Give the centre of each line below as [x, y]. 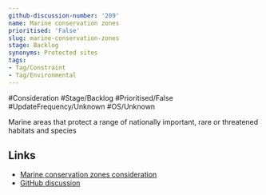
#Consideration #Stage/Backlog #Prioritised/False [91, 97]
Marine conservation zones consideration [88, 175]
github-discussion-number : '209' [64, 16]
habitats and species [43, 130]
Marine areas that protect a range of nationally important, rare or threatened [133, 121]
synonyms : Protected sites [53, 53]
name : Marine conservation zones [64, 23]
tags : [17, 61]
